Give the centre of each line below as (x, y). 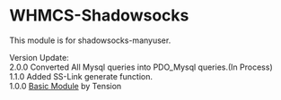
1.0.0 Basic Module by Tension (66, 86)
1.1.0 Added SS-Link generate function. (81, 76)
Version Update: (39, 57)
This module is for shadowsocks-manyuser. (90, 40)
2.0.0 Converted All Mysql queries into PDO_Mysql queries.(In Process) (141, 67)
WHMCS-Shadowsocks (99, 16)
